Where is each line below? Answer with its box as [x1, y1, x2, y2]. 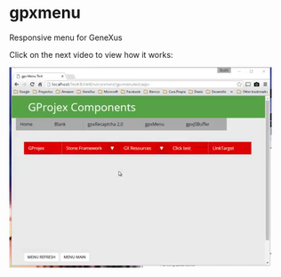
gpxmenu [9, 3, 82, 23]
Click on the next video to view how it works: [9, 49, 173, 60]
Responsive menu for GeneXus [9, 32, 123, 43]
